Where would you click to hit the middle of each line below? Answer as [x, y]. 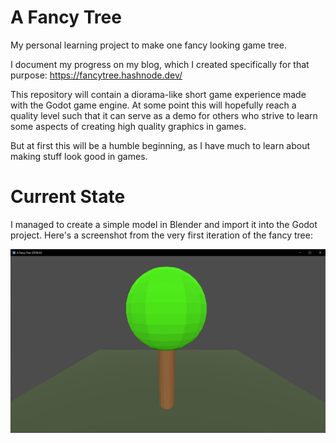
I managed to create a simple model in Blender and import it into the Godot [164, 224]
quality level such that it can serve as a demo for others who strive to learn [164, 115]
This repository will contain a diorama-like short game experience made [158, 94]
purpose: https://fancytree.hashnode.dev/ [96, 75]
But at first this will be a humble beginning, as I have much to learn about [160, 145]
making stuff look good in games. [79, 156]
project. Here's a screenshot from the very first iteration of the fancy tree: [161, 235]
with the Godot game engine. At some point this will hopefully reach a [153, 105]
